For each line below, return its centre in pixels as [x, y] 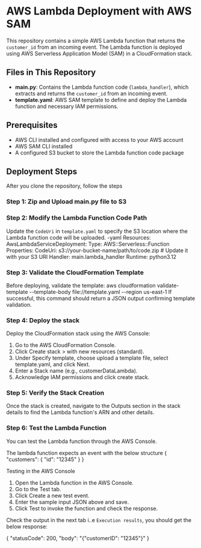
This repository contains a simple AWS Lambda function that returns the [96, 40]
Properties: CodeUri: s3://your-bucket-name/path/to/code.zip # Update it [97, 250]
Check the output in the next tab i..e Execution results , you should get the [99, 520]
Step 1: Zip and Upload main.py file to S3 [66, 202]
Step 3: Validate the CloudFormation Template [75, 272]
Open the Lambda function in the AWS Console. [74, 483]
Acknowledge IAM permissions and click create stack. [82, 377]
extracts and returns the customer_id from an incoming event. [91, 93]
